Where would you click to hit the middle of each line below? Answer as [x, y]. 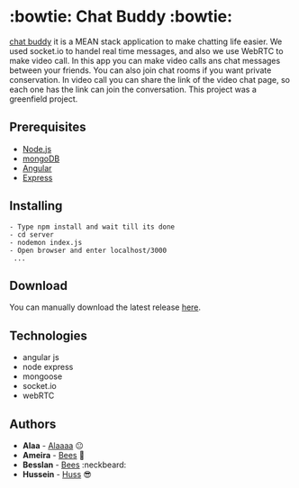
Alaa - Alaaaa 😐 [53, 446]
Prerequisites [48, 127]
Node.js [37, 149]
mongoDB [41, 158]
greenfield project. [44, 99]
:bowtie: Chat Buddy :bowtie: [121, 17]
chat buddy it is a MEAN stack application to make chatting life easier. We [146, 41]
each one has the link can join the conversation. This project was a [133, 89]
